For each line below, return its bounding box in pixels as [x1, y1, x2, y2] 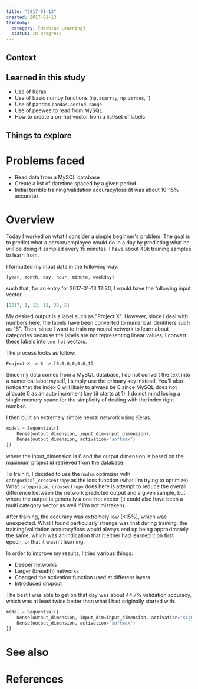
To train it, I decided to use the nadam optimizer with [6, 470, 131, 477]
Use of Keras [14, 88, 47, 95]
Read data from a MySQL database [14, 174, 100, 181]
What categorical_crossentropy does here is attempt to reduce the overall [6, 482, 187, 490]
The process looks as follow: [6, 350, 76, 357]
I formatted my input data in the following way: [6, 263, 119, 270]
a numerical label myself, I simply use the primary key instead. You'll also [6, 377, 183, 384]
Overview [6, 213, 55, 226]
